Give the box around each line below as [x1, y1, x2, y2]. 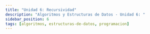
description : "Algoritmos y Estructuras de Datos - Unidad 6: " [5, 12, 145, 17]
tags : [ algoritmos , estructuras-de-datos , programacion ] [5, 21, 130, 26]
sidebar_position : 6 [5, 16, 50, 21]
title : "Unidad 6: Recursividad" [5, 7, 77, 12]
